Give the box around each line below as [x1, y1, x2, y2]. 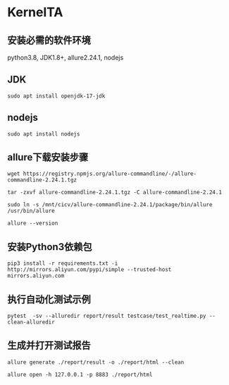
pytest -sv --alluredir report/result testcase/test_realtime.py [7, 312, 206, 320]
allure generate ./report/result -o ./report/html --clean [7, 358, 185, 366]
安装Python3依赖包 [7, 241, 92, 253]
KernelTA [7, 4, 63, 20]
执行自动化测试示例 [7, 293, 91, 305]
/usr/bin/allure [7, 208, 55, 215]
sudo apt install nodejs [7, 130, 80, 138]
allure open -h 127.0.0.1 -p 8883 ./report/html [7, 371, 153, 378]
